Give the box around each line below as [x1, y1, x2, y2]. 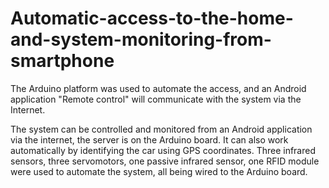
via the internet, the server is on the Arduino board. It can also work [10, 133, 289, 146]
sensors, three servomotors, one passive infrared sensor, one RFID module [10, 155, 320, 167]
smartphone [10, 50, 115, 72]
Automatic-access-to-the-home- [10, 7, 294, 30]
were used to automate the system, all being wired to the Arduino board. [10, 165, 308, 177]
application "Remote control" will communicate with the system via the [10, 93, 302, 105]
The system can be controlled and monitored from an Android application [10, 123, 313, 135]
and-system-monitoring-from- [10, 28, 272, 51]
